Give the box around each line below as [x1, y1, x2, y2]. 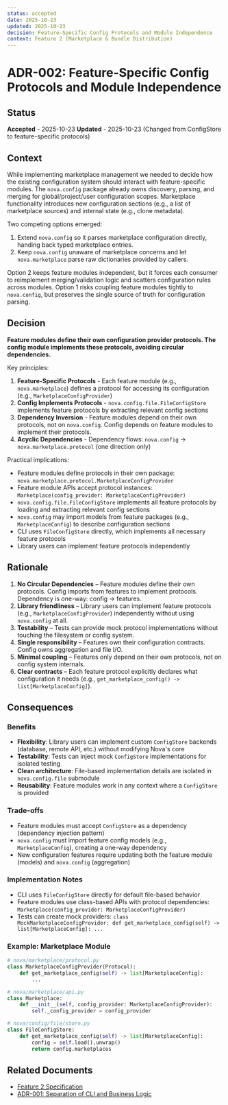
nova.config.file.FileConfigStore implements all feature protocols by [16, 498, 217, 506]
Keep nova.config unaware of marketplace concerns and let [16, 247, 187, 256]
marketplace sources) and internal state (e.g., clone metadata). [7, 206, 185, 215]
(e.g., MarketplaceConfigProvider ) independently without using [16, 609, 194, 617]
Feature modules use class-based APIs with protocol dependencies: [16, 897, 210, 906]
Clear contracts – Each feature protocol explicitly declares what [16, 667, 198, 675]
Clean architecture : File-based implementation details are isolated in [16, 767, 212, 775]
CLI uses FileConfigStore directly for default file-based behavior [16, 890, 201, 899]
